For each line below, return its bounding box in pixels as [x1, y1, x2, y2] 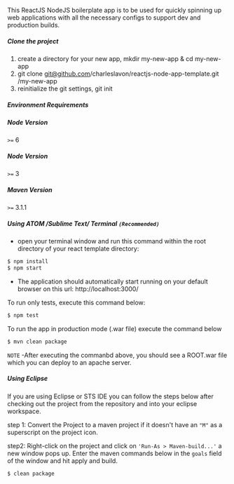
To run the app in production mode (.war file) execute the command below [7, 324, 222, 332]
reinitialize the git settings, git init [17, 84, 113, 93]
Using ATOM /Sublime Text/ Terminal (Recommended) [7, 219, 160, 227]
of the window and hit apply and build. [7, 456, 118, 465]
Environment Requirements [7, 100, 89, 109]
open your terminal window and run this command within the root [17, 237, 207, 246]
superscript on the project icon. [7, 428, 98, 436]
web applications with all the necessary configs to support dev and [7, 13, 201, 22]
